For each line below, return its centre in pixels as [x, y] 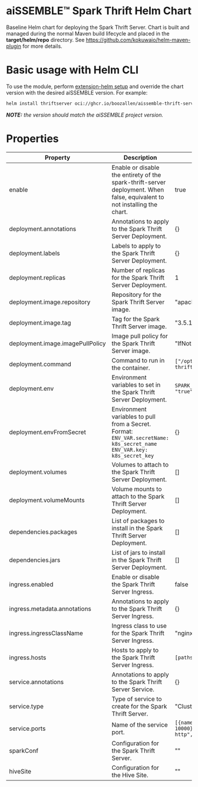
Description [140, 157]
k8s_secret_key [133, 456]
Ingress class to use [139, 626]
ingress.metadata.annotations [50, 608]
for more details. [43, 46]
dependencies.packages [43, 532]
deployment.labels [34, 253]
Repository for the [137, 294]
